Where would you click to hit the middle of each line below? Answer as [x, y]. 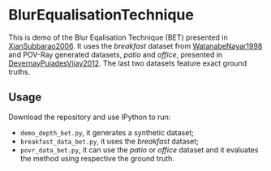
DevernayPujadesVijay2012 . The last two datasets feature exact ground [128, 63]
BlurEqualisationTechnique [101, 15]
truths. [19, 71]
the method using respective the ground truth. [97, 158]
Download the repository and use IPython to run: [90, 117]
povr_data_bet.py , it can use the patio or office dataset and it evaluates [139, 150]
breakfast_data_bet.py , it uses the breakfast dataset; [109, 141]
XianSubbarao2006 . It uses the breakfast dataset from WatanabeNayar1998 [135, 45]
